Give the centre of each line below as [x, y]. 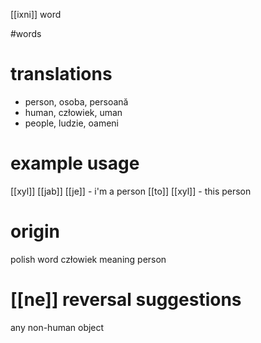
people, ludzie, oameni [71, 123]
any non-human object [57, 327]
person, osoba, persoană [76, 101]
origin [35, 231]
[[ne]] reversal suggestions [126, 300]
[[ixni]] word [36, 14]
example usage [75, 163]
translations [61, 74]
